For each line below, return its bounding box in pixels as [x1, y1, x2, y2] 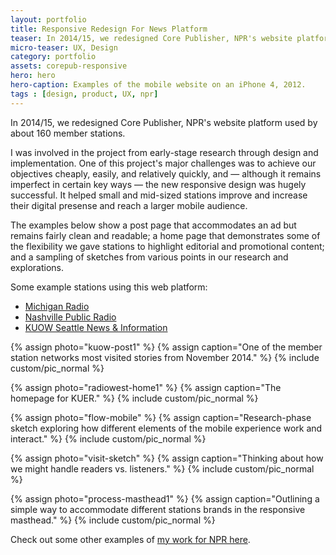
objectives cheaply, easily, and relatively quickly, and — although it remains [10, 167, 322, 180]
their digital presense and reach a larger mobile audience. [10, 199, 248, 211]
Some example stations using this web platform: [10, 281, 208, 293]
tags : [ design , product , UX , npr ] [10, 89, 159, 99]
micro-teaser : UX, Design [10, 42, 118, 53]
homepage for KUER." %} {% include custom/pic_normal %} [10, 392, 259, 404]
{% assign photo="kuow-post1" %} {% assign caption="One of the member [10, 341, 323, 353]
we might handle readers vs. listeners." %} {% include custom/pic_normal [10, 462, 315, 475]
